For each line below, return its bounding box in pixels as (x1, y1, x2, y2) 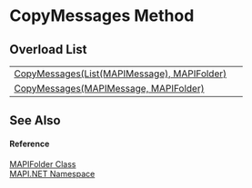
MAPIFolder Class (9, 158, 76, 169)
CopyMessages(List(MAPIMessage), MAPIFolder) (14, 67, 227, 80)
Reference (9, 138, 50, 149)
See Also (9, 113, 61, 128)
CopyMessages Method (9, 5, 195, 26)
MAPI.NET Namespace (9, 168, 96, 179)
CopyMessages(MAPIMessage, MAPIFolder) (14, 83, 205, 94)
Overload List (9, 42, 87, 57)
